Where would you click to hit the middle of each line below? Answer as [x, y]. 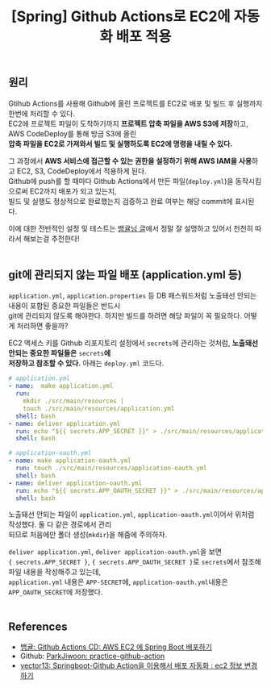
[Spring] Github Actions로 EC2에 [121, 17]
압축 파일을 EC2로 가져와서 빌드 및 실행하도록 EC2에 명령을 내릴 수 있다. [121, 144]
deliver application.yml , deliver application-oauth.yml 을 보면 [115, 552]
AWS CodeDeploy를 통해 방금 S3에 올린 [73, 133]
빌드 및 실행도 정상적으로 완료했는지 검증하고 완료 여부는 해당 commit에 [121, 201]
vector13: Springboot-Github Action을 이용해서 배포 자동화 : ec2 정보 [131, 665]
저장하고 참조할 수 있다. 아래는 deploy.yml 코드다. [86, 363]
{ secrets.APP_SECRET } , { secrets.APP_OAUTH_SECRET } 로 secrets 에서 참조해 [135, 562]
